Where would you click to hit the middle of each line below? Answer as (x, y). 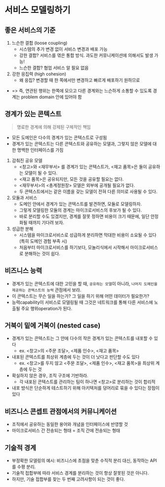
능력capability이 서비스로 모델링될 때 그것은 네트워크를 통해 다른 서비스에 (82, 302)
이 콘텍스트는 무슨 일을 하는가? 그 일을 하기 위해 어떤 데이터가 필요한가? (80, 296)
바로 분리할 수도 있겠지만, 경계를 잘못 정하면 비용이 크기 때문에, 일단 (84, 216)
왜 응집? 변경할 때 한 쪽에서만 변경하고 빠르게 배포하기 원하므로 (80, 80)
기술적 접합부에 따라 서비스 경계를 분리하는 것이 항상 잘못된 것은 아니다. (80, 473)
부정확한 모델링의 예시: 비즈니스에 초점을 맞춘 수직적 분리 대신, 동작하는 (80, 461)
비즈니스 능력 (23, 271)
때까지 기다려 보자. (46, 222)
